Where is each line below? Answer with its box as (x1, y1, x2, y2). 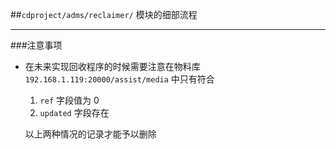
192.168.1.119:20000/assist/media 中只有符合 (24, 73, 215, 85)
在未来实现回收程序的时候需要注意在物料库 (24, 61, 201, 72)
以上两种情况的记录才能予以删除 (24, 128, 157, 140)
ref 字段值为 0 (39, 94, 100, 106)
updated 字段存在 (39, 107, 110, 118)
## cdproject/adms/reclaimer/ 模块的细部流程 (10, 9, 198, 20)
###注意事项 (10, 39, 63, 51)
